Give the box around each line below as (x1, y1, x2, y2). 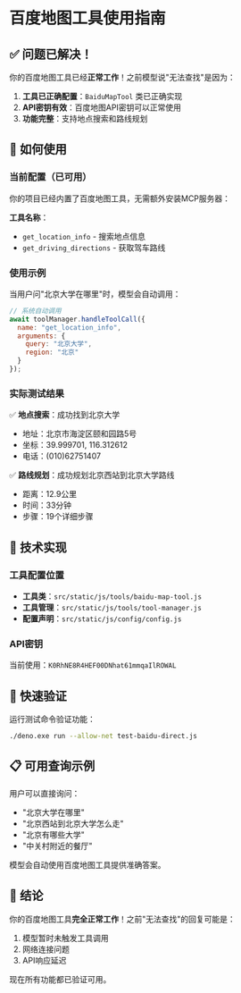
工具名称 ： (9, 212, 49, 223)
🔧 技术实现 (9, 540, 67, 555)
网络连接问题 (21, 944, 70, 955)
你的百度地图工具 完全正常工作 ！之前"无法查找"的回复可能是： (9, 913, 237, 924)
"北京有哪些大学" (21, 829, 85, 840)
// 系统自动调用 (9, 306, 62, 316)
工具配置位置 (9, 568, 65, 581)
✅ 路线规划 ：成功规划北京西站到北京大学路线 (9, 470, 175, 481)
